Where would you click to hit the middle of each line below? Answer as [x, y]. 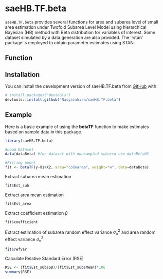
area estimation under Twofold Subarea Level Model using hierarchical [76, 27]
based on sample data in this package [43, 131]
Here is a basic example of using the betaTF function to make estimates [77, 127]
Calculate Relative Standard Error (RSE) [45, 259]
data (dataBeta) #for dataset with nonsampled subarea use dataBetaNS [77, 154]
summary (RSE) [18, 272]
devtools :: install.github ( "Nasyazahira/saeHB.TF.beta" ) [63, 100]
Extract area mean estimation [35, 195]
